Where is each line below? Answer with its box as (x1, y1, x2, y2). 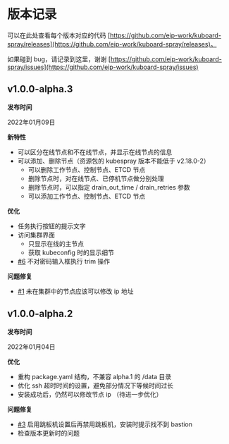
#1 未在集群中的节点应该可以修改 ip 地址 (17, 287, 134, 295)
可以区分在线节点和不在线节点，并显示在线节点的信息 (17, 147, 173, 156)
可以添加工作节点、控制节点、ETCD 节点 (27, 192, 146, 200)
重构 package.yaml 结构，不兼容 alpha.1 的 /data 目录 (17, 372, 172, 381)
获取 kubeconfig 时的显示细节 (27, 248, 114, 257)
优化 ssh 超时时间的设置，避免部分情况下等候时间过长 (17, 381, 174, 390)
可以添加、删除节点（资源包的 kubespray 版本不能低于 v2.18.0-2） (17, 156, 210, 165)
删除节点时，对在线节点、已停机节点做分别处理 (27, 174, 164, 183)
